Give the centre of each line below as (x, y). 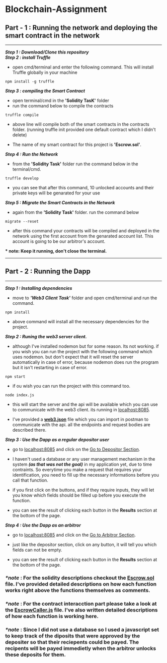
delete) (20, 135)
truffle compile (22, 115)
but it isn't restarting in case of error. (50, 367)
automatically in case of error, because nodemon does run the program (85, 362)
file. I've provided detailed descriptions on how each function (81, 584)
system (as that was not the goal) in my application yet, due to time (82, 464)
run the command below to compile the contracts (63, 106)
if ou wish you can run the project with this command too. (71, 386)
